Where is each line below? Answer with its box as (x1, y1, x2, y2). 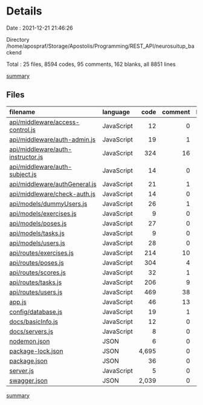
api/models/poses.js (9, 219, 67, 227)
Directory (6, 36, 30, 43)
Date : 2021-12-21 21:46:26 (6, 24, 74, 31)
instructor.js (9, 152, 43, 161)
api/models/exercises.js (9, 209, 77, 218)
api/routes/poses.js (9, 258, 65, 267)
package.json (9, 357, 48, 365)
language (102, 108, 130, 116)
